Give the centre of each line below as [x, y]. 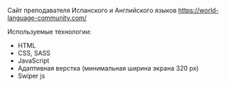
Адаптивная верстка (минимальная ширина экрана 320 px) [108, 68]
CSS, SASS [34, 53]
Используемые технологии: [49, 32]
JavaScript [33, 61]
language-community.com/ [47, 18]
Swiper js [31, 76]
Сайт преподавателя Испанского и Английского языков [92, 10]
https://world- [198, 10]
